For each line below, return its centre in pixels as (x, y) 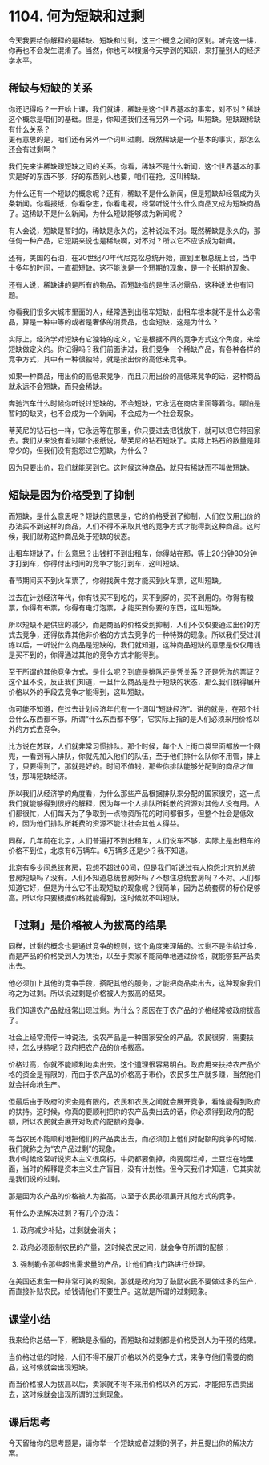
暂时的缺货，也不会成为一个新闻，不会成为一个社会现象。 (103, 413)
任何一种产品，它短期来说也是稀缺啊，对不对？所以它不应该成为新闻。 (124, 240)
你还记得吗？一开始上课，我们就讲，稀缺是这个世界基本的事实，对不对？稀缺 (134, 108)
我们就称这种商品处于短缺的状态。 (78, 536)
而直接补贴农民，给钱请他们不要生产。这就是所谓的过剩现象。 (110, 1292)
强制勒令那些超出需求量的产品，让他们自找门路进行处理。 (114, 1264)
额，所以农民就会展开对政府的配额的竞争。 (78, 1122)
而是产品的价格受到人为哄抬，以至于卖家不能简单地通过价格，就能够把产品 (131, 956)
